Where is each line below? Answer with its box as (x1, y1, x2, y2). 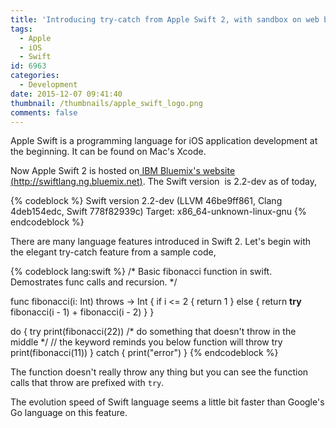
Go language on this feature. (10, 407, 128, 419)
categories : (10, 71, 60, 81)
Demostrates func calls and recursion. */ (10, 276, 178, 288)
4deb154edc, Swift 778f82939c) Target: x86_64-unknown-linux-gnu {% (10, 206, 307, 218)
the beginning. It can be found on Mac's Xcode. (10, 146, 207, 158)
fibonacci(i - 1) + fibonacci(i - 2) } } (10, 306, 155, 318)
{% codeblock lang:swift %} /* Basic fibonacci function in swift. (10, 266, 273, 278)
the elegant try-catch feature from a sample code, (10, 246, 217, 258)
